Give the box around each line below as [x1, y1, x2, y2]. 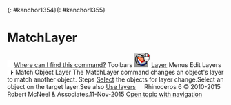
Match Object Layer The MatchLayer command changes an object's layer [14, 68, 224, 76]
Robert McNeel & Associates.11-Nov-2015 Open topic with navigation [7, 90, 203, 98]
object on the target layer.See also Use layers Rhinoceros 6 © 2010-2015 [7, 82, 221, 90]
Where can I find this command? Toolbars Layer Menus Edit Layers [14, 60, 222, 68]
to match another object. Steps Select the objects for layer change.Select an [7, 75, 224, 84]
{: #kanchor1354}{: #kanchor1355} [7, 6, 106, 14]
